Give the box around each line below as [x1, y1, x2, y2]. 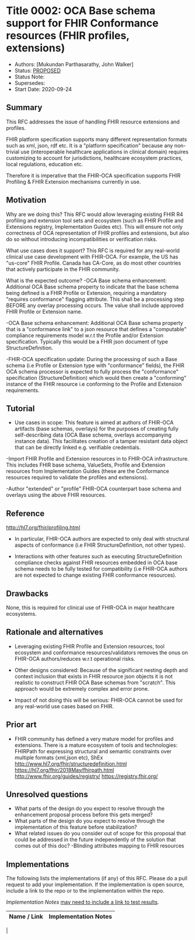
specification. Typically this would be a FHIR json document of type [6, 338, 168, 345]
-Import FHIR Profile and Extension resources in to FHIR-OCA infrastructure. [6, 455, 189, 462]
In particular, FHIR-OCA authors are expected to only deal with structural [14, 536, 190, 543]
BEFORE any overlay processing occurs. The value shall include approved [6, 301, 184, 308]
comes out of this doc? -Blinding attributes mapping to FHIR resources [14, 842, 184, 849]
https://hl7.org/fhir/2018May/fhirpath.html [14, 766, 114, 773]
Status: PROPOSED [14, 67, 61, 74]
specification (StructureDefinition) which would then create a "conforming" [6, 374, 187, 381]
